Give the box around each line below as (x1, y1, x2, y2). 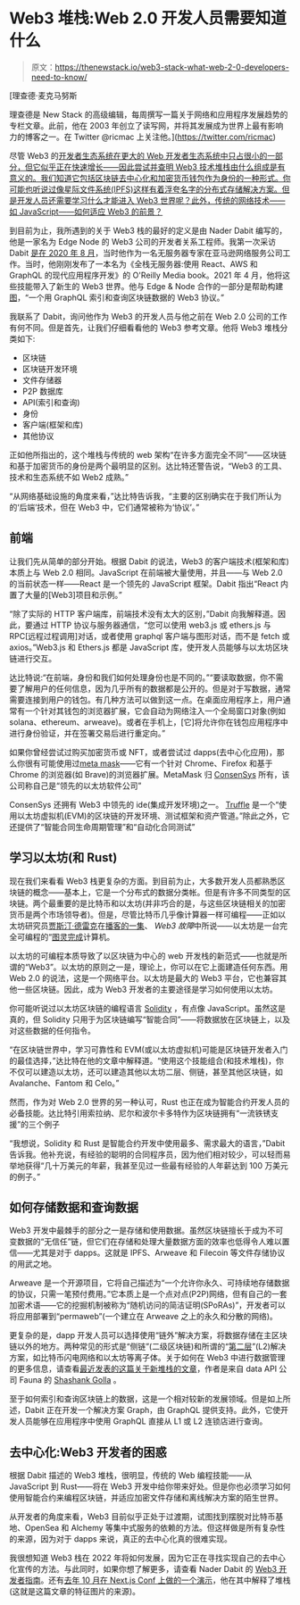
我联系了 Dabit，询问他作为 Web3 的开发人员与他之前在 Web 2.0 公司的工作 (9, 311, 287, 321)
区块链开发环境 (21, 363, 78, 374)
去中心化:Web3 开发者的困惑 (9, 1444, 168, 1459)
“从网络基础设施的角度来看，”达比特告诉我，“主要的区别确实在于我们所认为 (9, 490, 282, 501)
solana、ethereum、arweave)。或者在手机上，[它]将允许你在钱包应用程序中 (9, 716, 288, 728)
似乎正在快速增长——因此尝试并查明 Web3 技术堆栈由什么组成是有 (39, 162, 286, 172)
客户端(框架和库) (21, 419, 84, 429)
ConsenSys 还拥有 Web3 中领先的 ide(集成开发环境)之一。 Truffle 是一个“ (9, 799, 279, 810)
